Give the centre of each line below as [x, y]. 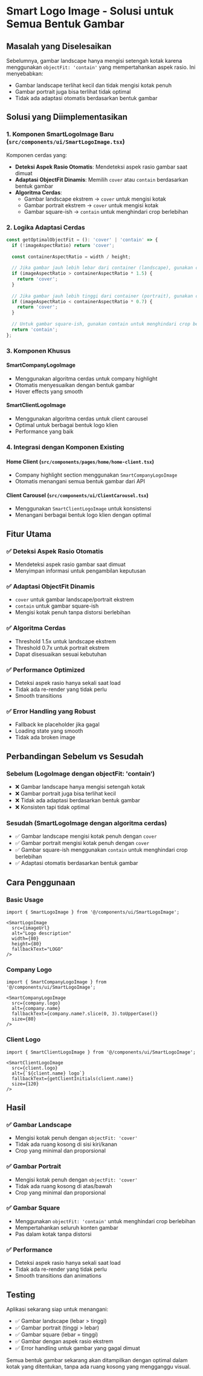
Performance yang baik [44, 432]
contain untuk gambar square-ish [57, 606]
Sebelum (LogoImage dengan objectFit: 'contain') [81, 773]
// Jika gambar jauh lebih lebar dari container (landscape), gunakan [102, 268]
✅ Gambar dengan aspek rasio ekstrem [64, 1341]
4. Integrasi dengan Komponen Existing [65, 447]
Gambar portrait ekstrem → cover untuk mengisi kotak [91, 205]
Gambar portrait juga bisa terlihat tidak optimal [73, 92]
